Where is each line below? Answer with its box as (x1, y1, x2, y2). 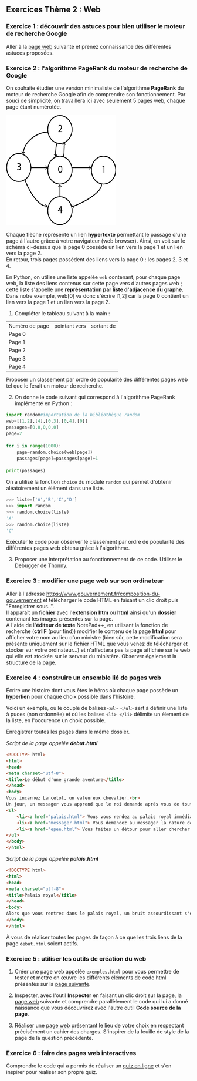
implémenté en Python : (14, 400, 72, 407)
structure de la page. (6, 659, 57, 666)
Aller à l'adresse (6, 590, 45, 597)
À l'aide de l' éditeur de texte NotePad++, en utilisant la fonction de (6, 621, 168, 628)
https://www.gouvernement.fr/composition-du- (46, 590, 161, 597)
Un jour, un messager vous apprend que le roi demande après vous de (6, 802, 180, 807)
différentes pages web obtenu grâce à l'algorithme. (6, 544, 130, 551)
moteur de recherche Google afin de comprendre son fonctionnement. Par (6, 90, 186, 97)
